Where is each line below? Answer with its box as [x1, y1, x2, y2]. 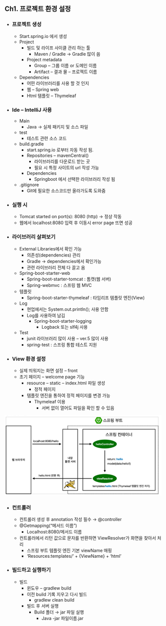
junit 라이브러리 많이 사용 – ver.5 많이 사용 [26, 335, 109, 341]
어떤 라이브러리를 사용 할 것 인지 [26, 80, 89, 86]
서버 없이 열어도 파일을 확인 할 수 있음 [41, 405, 115, 411]
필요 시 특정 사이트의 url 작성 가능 [34, 164, 99, 170]
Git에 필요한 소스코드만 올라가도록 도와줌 [26, 187, 106, 193]
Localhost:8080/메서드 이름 [26, 529, 83, 535]
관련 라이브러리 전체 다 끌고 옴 [26, 264, 85, 270]
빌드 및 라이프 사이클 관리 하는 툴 [26, 44, 90, 51]
